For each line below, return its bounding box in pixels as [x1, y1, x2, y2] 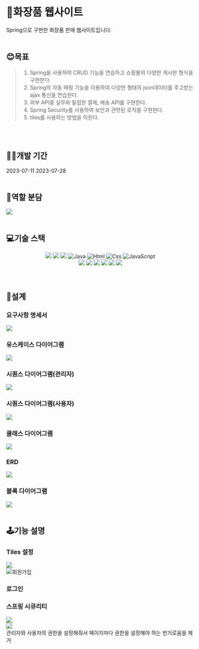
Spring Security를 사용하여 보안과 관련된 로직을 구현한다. [29, 106, 164, 114]
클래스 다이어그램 [6, 429, 53, 437]
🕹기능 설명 [6, 526, 45, 536]
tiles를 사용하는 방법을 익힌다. [29, 114, 100, 121]
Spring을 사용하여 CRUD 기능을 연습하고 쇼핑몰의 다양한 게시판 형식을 [29, 69, 194, 76]
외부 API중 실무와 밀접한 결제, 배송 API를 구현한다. [29, 99, 147, 106]
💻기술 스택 [6, 233, 45, 243]
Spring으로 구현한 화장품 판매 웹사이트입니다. [6, 26, 112, 33]
